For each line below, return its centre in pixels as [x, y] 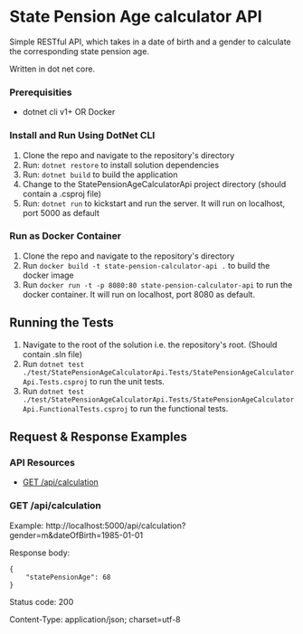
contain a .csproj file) [62, 194]
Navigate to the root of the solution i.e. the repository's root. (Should [150, 345]
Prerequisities [41, 92]
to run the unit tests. [128, 381]
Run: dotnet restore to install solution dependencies [121, 165]
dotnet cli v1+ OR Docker [69, 112]
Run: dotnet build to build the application [100, 175]
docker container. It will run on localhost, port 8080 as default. [139, 294]
